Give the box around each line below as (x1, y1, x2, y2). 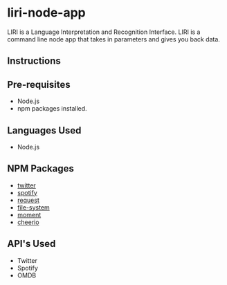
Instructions (7, 55, 61, 67)
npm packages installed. (17, 104, 88, 113)
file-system (17, 203, 50, 212)
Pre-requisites (7, 78, 71, 91)
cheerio (17, 218, 39, 226)
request (17, 196, 39, 204)
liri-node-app (7, 5, 86, 21)
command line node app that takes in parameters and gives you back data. (7, 35, 220, 43)
